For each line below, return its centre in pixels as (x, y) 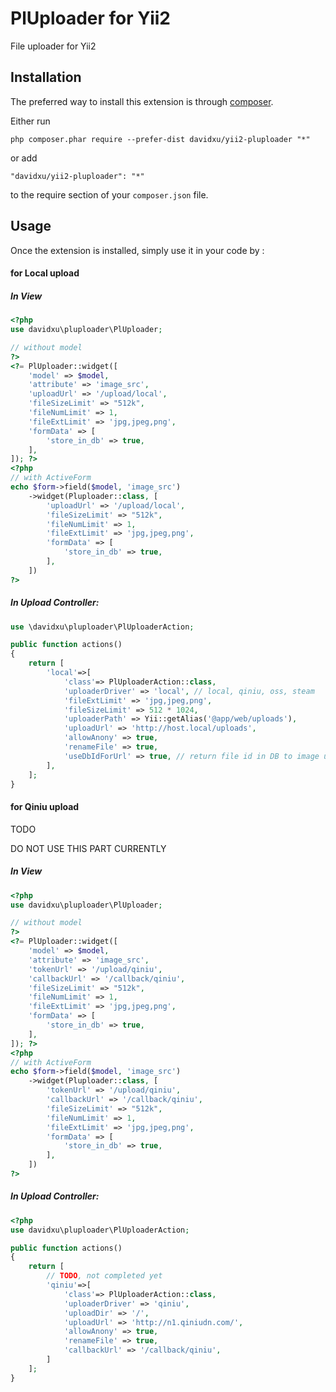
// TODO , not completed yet (104, 1276)
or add (24, 158)
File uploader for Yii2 (53, 46)
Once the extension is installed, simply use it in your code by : (137, 250)
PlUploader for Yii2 (90, 18)
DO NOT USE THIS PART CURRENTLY (88, 848)
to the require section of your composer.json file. (109, 194)
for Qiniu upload (45, 807)
